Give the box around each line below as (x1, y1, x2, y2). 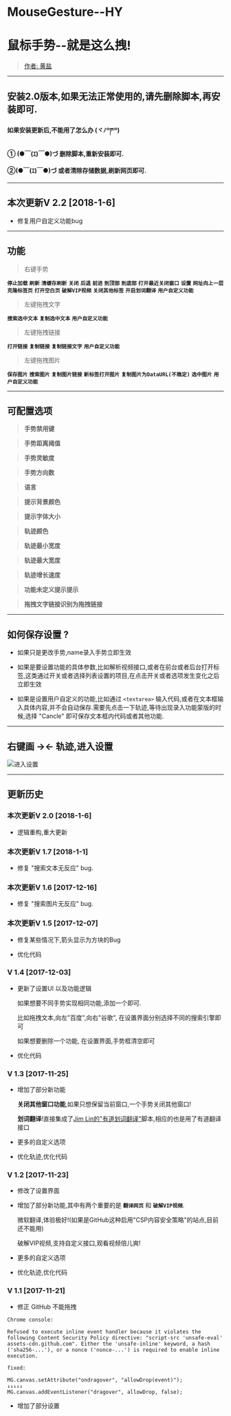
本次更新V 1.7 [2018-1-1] (7, 847, 88, 856)
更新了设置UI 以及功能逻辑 (16, 984, 91, 992)
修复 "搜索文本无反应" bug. (16, 863, 94, 871)
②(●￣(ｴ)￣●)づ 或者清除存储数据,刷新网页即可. (7, 167, 146, 175)
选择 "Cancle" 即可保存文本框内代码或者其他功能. (25, 712, 164, 720)
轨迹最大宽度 (23, 556, 60, 564)
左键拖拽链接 (23, 328, 60, 336)
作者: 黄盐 (23, 62, 52, 70)
